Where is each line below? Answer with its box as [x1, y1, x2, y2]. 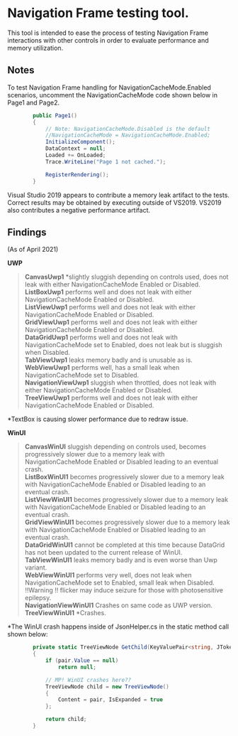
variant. [24, 563, 47, 572]
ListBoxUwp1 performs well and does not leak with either [24, 288, 193, 297]
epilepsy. [24, 594, 52, 602]
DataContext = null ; [45, 145, 106, 152]
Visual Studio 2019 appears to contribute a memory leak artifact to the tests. [7, 191, 230, 199]
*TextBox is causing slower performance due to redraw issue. [7, 415, 188, 424]
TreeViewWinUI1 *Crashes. [24, 609, 106, 617]
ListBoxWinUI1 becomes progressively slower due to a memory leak [24, 473, 225, 481]
